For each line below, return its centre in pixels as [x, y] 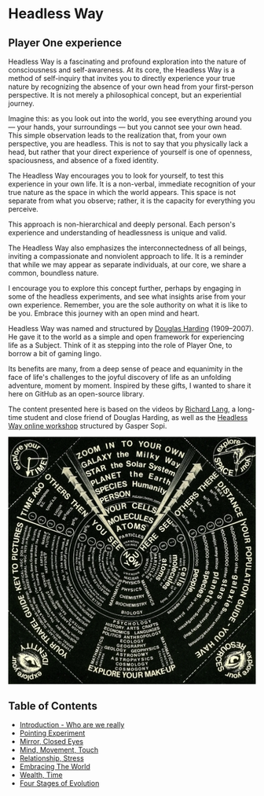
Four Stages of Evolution [59, 783]
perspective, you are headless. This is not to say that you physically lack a [128, 144]
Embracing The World [55, 767]
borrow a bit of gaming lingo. [55, 354]
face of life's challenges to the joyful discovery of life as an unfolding [120, 377]
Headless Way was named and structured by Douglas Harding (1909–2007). [131, 328]
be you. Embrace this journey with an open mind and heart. [104, 313]
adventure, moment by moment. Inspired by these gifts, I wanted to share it [130, 385]
